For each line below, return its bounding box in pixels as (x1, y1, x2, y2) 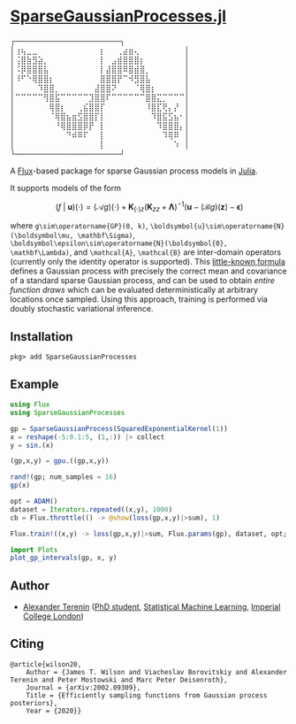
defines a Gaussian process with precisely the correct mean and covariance (10, 266, 287, 276)
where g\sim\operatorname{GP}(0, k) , (10, 220, 148, 231)
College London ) (22, 611, 84, 621)
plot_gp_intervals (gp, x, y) (10, 553, 118, 563)
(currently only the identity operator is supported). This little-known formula (10, 257, 286, 267)
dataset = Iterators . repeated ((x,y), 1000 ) (10, 504, 173, 514)
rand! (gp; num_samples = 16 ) (10, 473, 118, 481)
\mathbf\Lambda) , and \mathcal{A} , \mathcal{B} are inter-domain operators (10, 247, 282, 258)
